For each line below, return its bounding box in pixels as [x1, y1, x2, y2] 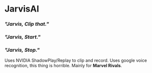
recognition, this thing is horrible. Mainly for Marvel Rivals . [4, 63, 122, 69]
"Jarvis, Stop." [4, 46, 40, 53]
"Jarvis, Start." [4, 34, 41, 41]
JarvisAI [4, 3, 39, 15]
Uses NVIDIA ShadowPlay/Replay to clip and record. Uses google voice [4, 58, 147, 63]
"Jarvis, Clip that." [4, 21, 49, 28]
